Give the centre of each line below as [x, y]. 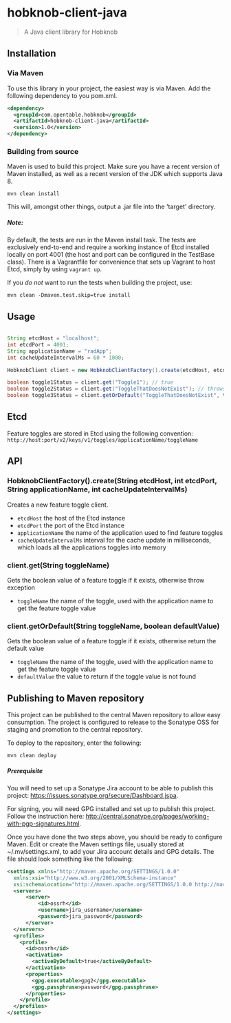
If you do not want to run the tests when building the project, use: [100, 283]
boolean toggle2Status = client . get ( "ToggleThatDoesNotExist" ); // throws [117, 389]
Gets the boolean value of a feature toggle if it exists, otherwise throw [106, 580]
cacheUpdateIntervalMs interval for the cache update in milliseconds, [114, 540]
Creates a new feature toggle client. [58, 505]
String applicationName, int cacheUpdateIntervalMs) [97, 489]
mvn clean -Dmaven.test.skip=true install [69, 295]
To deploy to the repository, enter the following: [75, 743]
